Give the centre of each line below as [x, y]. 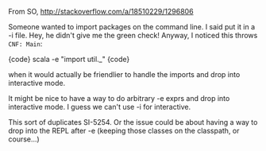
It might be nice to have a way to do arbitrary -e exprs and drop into [119, 98]
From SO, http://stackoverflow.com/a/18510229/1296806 [101, 12]
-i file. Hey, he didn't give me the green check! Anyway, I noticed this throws [133, 35]
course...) [24, 139]
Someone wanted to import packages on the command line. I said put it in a [132, 27]
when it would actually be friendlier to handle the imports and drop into [124, 74]
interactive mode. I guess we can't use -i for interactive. [100, 107]
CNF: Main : [25, 44]
